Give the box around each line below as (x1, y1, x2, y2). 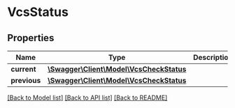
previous (10, 76, 41, 85)
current (10, 64, 36, 74)
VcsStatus (7, 4, 69, 20)
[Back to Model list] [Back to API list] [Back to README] (7, 93, 168, 102)
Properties (7, 32, 55, 44)
